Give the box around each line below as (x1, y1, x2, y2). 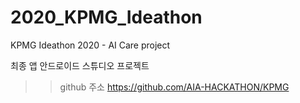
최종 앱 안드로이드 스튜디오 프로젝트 (10, 59, 150, 71)
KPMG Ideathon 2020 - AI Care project (10, 39, 171, 51)
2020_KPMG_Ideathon (10, 6, 203, 29)
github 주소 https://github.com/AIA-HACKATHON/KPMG (59, 81, 290, 93)
